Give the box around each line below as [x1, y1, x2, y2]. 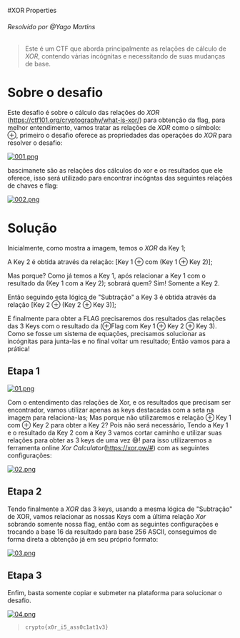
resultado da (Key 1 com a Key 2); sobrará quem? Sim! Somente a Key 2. [7, 279, 220, 288]
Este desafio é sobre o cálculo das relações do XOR [7, 108, 160, 117]
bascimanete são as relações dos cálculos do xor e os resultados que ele [7, 166, 224, 175]
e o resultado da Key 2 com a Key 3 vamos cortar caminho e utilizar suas [7, 428, 222, 437]
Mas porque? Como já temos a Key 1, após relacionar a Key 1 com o [7, 271, 206, 280]
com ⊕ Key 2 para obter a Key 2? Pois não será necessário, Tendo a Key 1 [7, 420, 229, 429]
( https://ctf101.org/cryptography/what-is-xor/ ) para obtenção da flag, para [7, 116, 226, 124]
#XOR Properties [7, 6, 57, 14]
